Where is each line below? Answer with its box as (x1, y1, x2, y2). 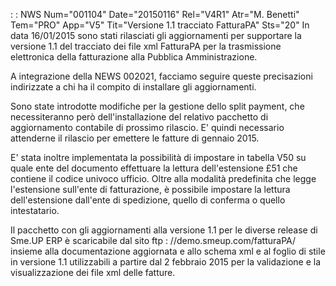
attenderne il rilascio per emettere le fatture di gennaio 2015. (10, 132, 260, 144)
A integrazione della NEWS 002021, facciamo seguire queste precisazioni (10, 70, 313, 82)
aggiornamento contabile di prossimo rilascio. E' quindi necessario (10, 122, 285, 133)
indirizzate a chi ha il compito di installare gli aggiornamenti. (10, 81, 257, 93)
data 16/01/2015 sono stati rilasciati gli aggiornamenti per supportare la (10, 30, 302, 41)
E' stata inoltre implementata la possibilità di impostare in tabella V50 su (10, 152, 307, 163)
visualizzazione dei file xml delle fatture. (10, 267, 176, 278)
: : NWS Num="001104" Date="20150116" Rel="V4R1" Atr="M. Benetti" (10, 9, 300, 20)
